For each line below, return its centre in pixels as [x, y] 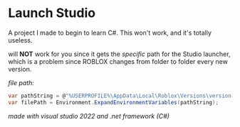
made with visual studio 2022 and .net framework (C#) [89, 116]
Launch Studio [52, 13]
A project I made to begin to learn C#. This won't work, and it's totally [110, 33]
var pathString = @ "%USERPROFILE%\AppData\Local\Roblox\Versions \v [110, 96]
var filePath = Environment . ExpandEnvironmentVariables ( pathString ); [114, 102]
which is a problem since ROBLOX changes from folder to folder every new [118, 61]
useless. [20, 40]
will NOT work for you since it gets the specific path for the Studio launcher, [119, 54]
